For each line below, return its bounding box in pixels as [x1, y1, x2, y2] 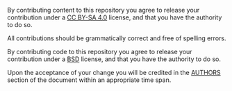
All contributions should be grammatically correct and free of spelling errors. [7, 34, 226, 42]
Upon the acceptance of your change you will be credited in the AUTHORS [7, 69, 221, 76]
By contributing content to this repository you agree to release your [7, 6, 200, 14]
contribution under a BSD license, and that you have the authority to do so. [7, 55, 221, 63]
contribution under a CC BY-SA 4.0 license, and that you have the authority [7, 13, 222, 22]
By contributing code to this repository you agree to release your [7, 48, 192, 56]
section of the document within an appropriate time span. [7, 76, 172, 84]
